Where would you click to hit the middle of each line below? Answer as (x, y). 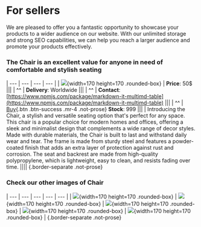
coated (15, 148)
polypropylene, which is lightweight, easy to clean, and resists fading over (98, 161)
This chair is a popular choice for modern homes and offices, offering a (95, 122)
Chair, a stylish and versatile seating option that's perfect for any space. (96, 116)
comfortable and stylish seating (54, 69)
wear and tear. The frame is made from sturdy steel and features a (89, 141)
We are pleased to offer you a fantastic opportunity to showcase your (93, 27)
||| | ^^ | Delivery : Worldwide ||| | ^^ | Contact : (63, 90)
